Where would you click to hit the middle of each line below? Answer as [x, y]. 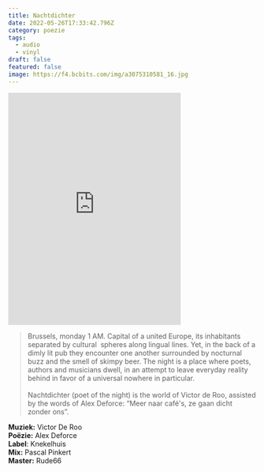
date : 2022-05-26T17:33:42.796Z [61, 23]
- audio [28, 45]
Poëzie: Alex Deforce [43, 435]
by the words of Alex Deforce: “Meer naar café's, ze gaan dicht [130, 403]
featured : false [35, 67]
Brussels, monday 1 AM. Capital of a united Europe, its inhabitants [134, 336]
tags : [17, 38]
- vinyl [28, 52]
